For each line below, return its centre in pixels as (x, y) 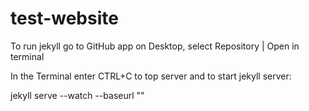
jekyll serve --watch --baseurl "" (77, 95)
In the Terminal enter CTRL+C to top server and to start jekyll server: (151, 76)
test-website (64, 18)
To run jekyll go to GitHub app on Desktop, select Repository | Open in (155, 46)
